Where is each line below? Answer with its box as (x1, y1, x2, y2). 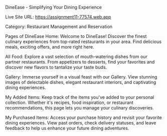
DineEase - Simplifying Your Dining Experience (5, 4, 102, 10)
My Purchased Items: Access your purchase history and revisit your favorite (5, 114, 162, 120)
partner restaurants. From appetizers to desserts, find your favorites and (5, 59, 155, 64)
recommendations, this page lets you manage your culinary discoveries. (5, 105, 154, 110)
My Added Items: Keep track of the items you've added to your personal (5, 94, 154, 100)
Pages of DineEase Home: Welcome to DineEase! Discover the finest (5, 33, 147, 39)
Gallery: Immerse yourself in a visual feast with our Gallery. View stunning (5, 74, 157, 79)
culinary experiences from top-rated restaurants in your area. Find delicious (5, 38, 162, 44)
